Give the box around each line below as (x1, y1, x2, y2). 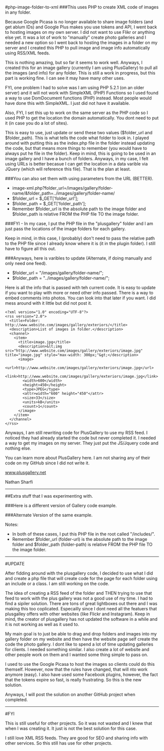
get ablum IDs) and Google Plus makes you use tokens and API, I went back (5, 24, 157, 30)
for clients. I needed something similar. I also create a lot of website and (5, 647, 150, 652)
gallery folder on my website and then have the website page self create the (5, 636, 158, 642)
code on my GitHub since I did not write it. (5, 460, 90, 466)
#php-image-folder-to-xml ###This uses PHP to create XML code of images (5, 4, 159, 10)
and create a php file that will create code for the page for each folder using (5, 576, 158, 581)
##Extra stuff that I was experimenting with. (5, 493, 93, 499)
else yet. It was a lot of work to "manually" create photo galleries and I (5, 34, 146, 40)
